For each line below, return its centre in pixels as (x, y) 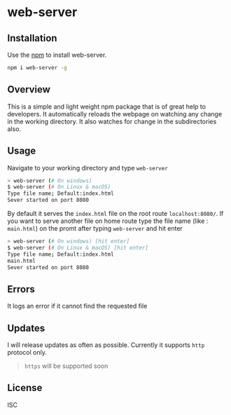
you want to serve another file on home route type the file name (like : (108, 221)
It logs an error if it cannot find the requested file (77, 306)
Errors (21, 289)
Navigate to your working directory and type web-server (87, 168)
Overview (29, 89)
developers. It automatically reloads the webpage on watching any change (115, 114)
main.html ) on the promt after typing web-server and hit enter (95, 228)
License (25, 388)
